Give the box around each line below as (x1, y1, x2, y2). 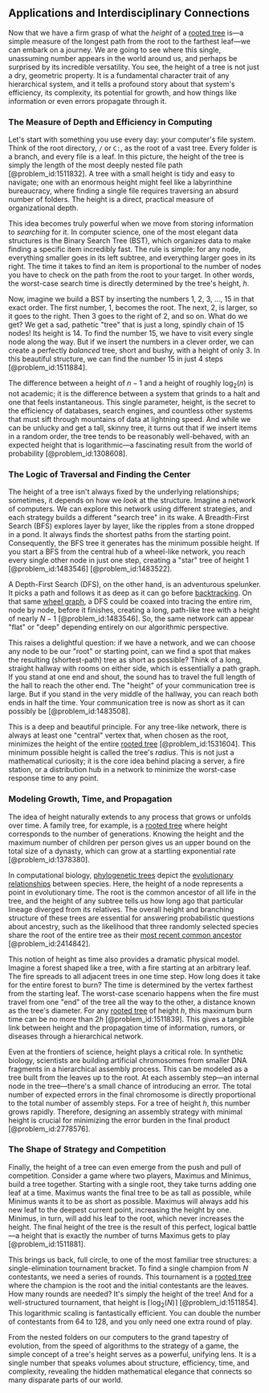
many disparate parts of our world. (8, 1374, 123, 1384)
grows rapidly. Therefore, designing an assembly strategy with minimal (8, 1106, 243, 1116)
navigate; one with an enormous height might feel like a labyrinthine (8, 177, 233, 188)
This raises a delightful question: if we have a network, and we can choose (8, 638, 255, 647)
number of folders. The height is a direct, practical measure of (8, 195, 214, 205)
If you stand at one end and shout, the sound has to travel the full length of (8, 672, 255, 682)
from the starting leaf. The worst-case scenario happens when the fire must (8, 988, 259, 998)
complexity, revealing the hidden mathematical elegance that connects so (8, 1366, 252, 1376)
